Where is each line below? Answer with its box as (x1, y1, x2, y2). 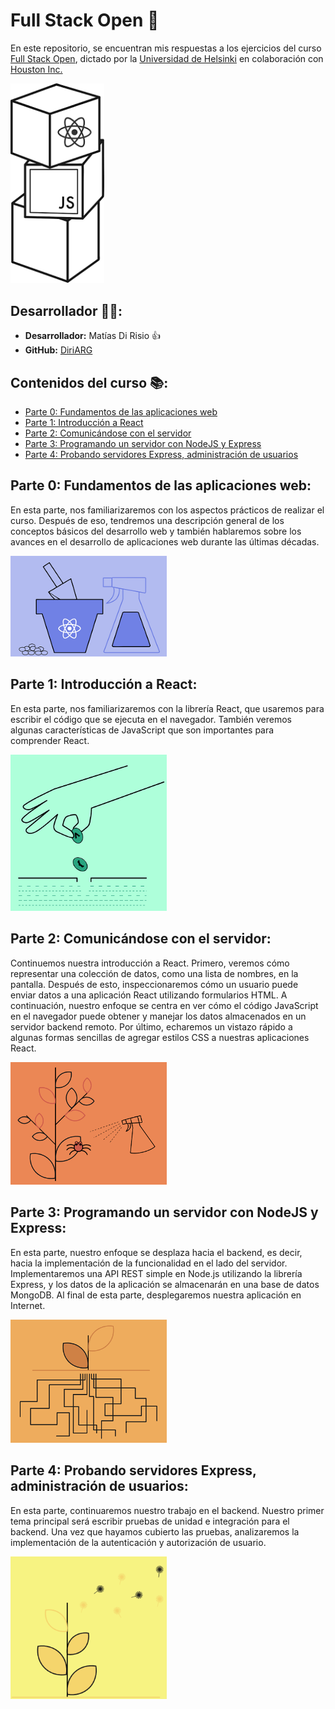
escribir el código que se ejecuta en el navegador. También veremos (10, 713, 292, 725)
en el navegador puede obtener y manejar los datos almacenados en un (10, 1010, 307, 1022)
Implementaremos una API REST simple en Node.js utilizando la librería (10, 1267, 303, 1279)
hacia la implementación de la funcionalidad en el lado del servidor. (10, 1257, 288, 1269)
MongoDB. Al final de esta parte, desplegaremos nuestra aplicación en (10, 1289, 302, 1301)
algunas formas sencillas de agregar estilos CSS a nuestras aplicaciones (10, 1031, 310, 1043)
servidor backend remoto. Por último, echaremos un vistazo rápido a (10, 1020, 293, 1033)
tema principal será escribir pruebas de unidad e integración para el (10, 1515, 290, 1527)
